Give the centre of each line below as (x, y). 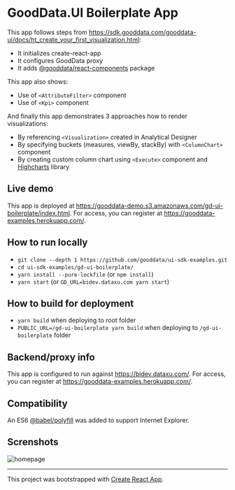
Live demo (30, 189)
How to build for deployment (71, 303)
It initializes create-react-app (59, 53)
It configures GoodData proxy (60, 60)
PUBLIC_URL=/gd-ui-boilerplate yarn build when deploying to (107, 328)
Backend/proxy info (51, 357)
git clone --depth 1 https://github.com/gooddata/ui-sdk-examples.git (122, 260)
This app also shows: (38, 81)
